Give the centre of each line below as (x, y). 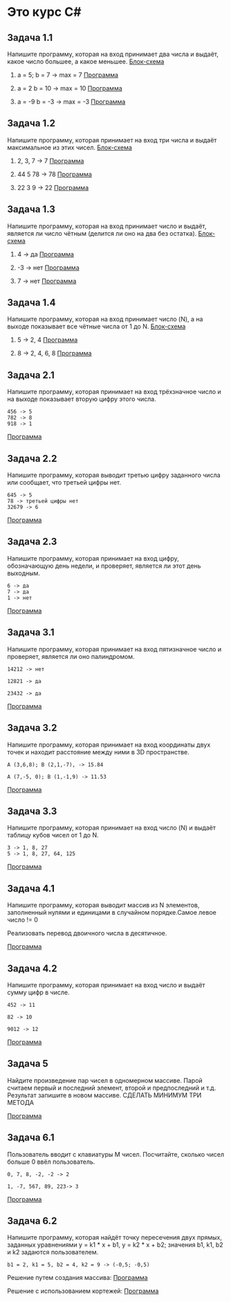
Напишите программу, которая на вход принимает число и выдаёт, (107, 226)
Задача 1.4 (31, 303)
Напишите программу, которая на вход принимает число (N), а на (105, 319)
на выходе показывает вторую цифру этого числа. (82, 399)
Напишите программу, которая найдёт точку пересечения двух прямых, (115, 1238)
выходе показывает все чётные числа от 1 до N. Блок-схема (96, 326)
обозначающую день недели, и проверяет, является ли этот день (104, 566)
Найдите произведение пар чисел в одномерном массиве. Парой (105, 1080)
